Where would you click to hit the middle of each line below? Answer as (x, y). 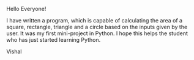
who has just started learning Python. (54, 40)
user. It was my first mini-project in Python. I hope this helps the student (97, 33)
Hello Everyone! (26, 9)
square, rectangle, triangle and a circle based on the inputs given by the (97, 27)
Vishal (14, 52)
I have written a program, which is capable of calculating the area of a (94, 20)
